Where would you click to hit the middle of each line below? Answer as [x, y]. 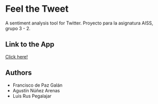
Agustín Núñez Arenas [36, 90]
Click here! [17, 57]
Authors [19, 73]
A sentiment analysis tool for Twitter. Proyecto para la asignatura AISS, [79, 23]
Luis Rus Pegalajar [32, 96]
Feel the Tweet [37, 9]
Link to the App [30, 45]
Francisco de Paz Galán [37, 85]
